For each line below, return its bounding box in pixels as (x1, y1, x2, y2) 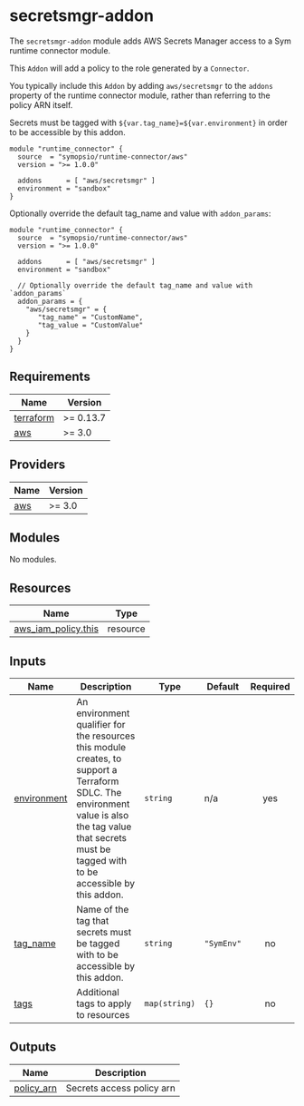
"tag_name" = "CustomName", (37, 312, 144, 322)
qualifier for (76, 719, 126, 730)
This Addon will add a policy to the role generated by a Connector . (9, 63, 250, 73)
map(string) (144, 999, 196, 1008)
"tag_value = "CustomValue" (37, 320, 144, 329)
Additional (76, 986, 119, 998)
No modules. (9, 554, 57, 565)
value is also (76, 809, 129, 821)
